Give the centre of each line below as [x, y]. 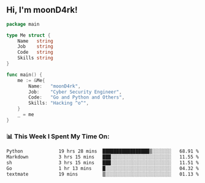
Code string [35, 52]
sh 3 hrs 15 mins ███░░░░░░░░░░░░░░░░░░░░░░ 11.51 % [103, 162]
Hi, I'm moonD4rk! [42, 10]
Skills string [35, 58]
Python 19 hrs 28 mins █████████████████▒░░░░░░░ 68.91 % [103, 151]
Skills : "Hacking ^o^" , [59, 103]
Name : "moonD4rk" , [55, 86]
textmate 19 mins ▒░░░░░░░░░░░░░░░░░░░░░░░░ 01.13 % [103, 174]
